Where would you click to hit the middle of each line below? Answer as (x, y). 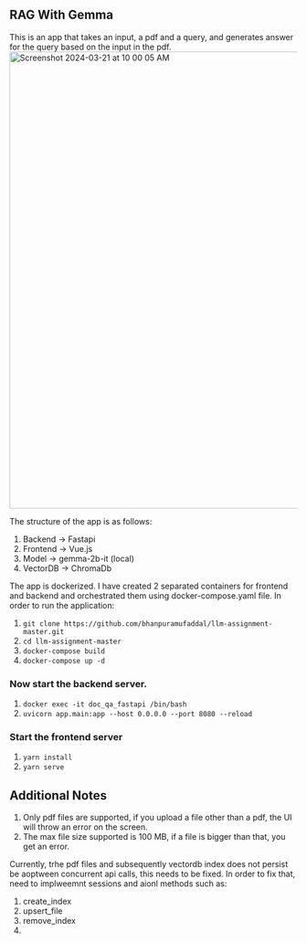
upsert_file (42, 911)
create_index (47, 901)
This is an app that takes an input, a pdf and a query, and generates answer (152, 37)
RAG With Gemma (62, 15)
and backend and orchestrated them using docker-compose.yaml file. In (145, 595)
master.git (43, 631)
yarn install (48, 758)
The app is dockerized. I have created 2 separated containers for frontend (149, 586)
